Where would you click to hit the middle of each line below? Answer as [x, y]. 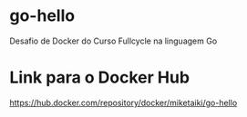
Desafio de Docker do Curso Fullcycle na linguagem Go [113, 41]
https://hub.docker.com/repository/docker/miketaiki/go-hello [123, 102]
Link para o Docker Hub [99, 78]
